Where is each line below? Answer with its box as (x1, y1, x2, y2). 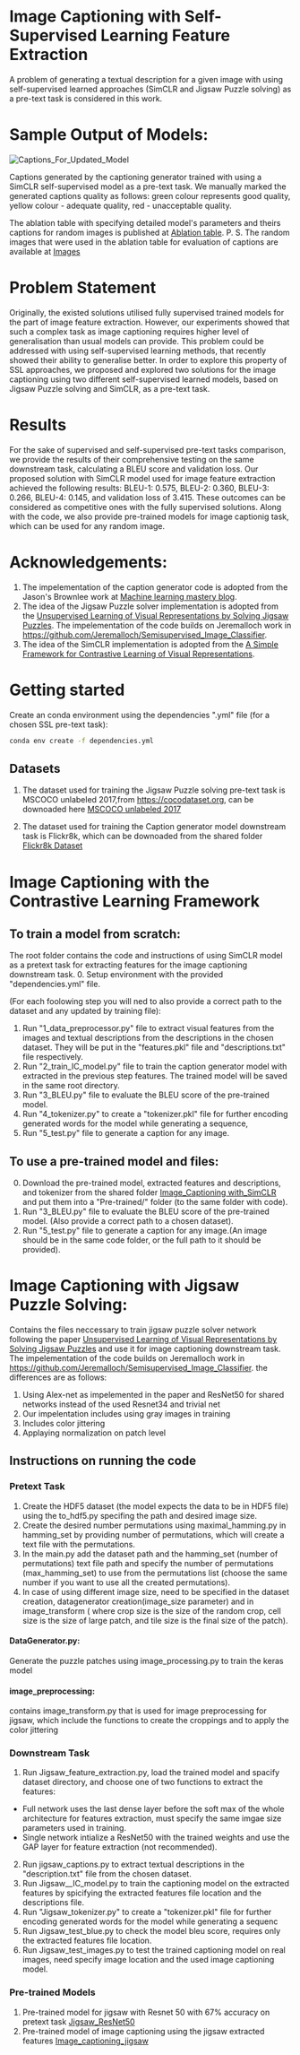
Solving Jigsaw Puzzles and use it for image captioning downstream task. (9, 1343, 281, 1355)
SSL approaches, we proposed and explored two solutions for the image (9, 364, 276, 375)
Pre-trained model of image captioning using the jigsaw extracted (21, 2025, 265, 2036)
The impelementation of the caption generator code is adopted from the (21, 581, 288, 593)
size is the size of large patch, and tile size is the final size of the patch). (21, 1615, 288, 1626)
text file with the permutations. (21, 1539, 136, 1549)
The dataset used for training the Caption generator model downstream (21, 821, 287, 832)
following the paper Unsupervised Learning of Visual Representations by (9, 1334, 278, 1345)
